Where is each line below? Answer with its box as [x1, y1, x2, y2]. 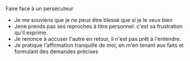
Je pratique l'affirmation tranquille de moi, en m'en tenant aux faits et [14, 41, 184, 49]
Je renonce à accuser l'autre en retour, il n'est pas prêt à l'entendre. [14, 36, 181, 42]
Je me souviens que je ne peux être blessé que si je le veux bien [14, 17, 173, 23]
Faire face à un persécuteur [5, 5, 74, 12]
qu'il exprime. [14, 29, 48, 36]
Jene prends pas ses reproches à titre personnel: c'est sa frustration [14, 23, 183, 30]
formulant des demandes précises [14, 48, 99, 55]
